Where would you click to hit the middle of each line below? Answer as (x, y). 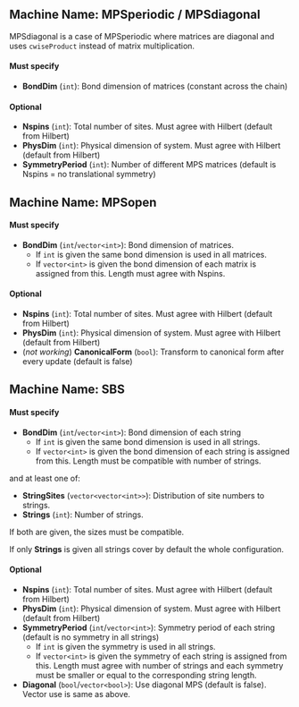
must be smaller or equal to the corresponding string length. (146, 675)
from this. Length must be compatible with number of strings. (148, 461)
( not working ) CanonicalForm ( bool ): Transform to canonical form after (153, 352)
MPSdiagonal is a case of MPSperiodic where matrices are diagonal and (142, 36)
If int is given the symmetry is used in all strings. (125, 646)
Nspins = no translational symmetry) (89, 175)
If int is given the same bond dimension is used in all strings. (148, 441)
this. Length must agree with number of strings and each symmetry (159, 665)
